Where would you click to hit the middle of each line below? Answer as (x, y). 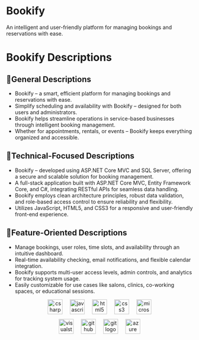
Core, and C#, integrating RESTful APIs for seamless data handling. (97, 189)
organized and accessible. (47, 137)
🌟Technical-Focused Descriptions (70, 156)
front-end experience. (42, 214)
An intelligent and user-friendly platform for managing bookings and (89, 27)
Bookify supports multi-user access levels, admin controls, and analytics (103, 272)
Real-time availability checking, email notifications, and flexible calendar (103, 260)
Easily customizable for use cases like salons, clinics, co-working (94, 284)
